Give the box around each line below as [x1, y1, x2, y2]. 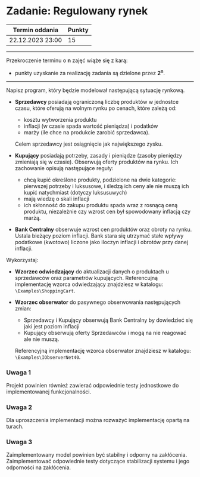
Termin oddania [12, 26, 58, 34]
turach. [6, 423, 24, 430]
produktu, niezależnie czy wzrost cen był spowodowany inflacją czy [23, 208, 191, 215]
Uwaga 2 [6, 403, 33, 411]
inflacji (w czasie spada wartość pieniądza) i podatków [23, 122, 158, 130]
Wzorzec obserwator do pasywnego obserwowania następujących [14, 298, 181, 306]
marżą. [23, 214, 41, 221]
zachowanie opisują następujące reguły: [14, 164, 114, 171]
